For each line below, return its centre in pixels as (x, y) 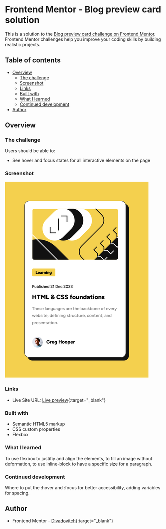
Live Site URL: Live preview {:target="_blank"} (59, 400)
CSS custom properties (36, 429)
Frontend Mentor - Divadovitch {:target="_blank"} (63, 521)
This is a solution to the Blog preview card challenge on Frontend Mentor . (80, 34)
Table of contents (33, 60)
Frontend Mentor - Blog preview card (83, 9)
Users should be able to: (30, 151)
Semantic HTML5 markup (39, 424)
